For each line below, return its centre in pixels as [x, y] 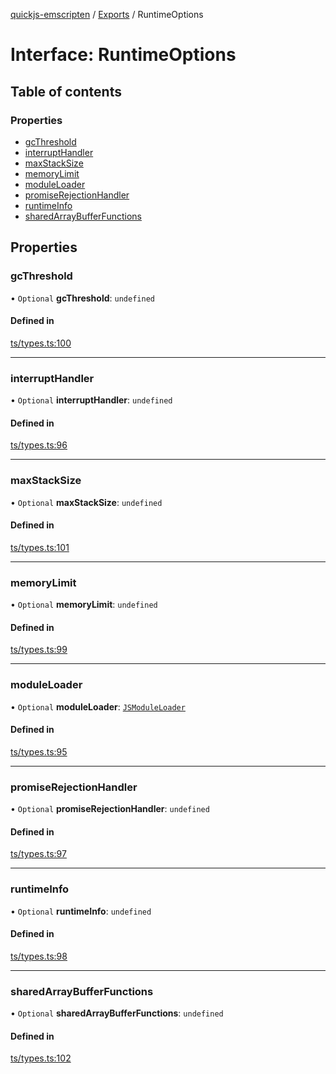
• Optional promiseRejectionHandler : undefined [110, 809]
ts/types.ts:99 [39, 650]
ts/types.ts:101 [40, 547]
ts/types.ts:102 [41, 1058]
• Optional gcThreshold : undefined [82, 298]
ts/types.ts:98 [39, 956]
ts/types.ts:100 [41, 343]
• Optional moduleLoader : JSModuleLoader [98, 706]
